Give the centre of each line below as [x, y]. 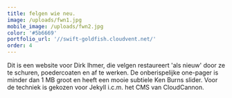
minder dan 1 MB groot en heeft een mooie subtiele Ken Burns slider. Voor [113, 80]
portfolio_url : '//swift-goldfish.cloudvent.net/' [82, 39]
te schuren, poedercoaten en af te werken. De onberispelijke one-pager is [113, 72]
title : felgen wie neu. [42, 13]
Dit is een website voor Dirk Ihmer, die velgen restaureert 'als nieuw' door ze [116, 65]
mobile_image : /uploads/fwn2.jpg [55, 26]
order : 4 [20, 46]
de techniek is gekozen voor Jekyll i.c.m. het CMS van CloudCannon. [106, 87]
